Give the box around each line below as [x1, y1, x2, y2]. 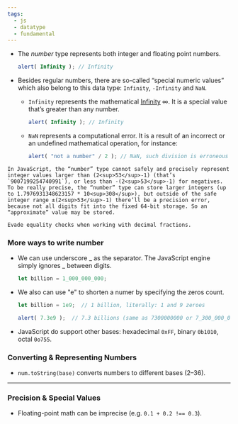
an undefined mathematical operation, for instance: [28, 139, 178, 147]
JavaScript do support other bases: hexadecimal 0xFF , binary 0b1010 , [17, 327, 219, 335]
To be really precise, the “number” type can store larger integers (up [7, 184, 227, 191]
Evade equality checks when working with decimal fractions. [7, 221, 192, 228]
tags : [7, 10, 23, 18]
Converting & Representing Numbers [7, 352, 137, 362]
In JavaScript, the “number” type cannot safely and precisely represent [7, 165, 230, 172]
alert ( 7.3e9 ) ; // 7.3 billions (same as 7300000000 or [17, 314, 193, 321]
